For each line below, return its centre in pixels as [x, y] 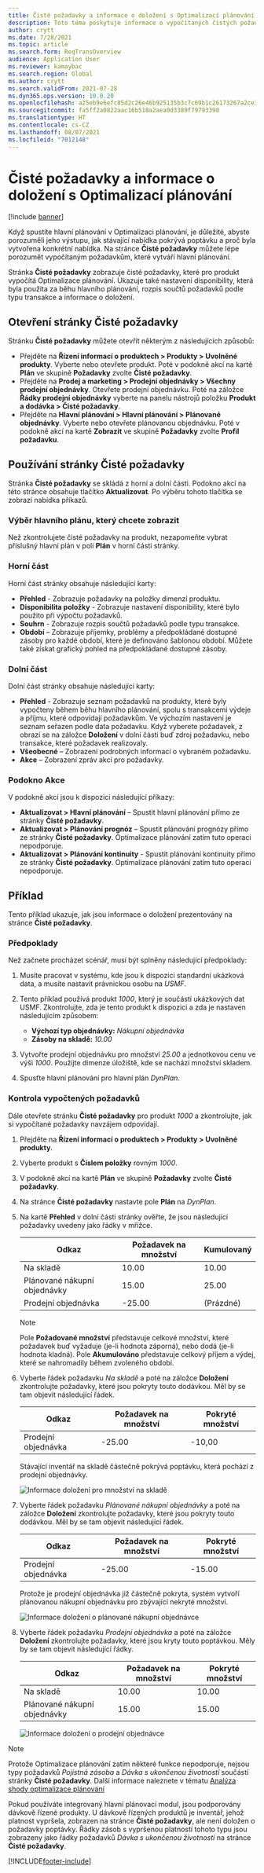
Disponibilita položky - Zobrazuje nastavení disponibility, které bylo [129, 607]
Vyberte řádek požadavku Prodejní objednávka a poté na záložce [125, 1632]
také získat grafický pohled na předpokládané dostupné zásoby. [123, 648]
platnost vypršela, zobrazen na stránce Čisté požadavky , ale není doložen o [132, 1820]
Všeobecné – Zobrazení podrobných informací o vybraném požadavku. [135, 751]
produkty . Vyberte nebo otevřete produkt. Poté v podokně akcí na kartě [136, 365]
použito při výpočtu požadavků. [71, 615]
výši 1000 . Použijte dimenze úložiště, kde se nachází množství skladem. [136, 1063]
